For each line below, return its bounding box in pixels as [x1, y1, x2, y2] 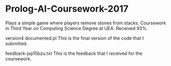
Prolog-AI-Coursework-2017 [5, 3, 129, 15]
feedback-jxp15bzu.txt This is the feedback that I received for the [5, 50, 143, 56]
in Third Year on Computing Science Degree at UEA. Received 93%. [5, 25, 148, 31]
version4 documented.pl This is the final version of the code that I [5, 35, 144, 41]
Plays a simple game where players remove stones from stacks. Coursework [5, 20, 166, 26]
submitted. [5, 40, 28, 46]
